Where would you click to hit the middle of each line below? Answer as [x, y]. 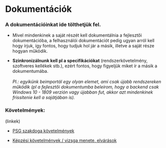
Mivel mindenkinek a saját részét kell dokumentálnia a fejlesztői [77, 35]
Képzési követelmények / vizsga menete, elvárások [64, 140]
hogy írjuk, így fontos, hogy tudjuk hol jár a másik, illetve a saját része [83, 46]
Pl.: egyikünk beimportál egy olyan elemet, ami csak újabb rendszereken [87, 82]
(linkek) [13, 121]
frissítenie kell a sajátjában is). [44, 98]
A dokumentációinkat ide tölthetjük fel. [53, 25]
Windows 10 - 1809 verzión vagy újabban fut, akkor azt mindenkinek [83, 92]
